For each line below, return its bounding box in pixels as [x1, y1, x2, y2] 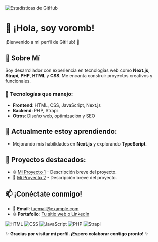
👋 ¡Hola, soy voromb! [5, 23, 95, 34]
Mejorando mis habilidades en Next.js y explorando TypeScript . [12, 140, 147, 147]
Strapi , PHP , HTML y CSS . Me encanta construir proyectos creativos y [5, 72, 153, 78]
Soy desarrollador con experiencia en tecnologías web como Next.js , [5, 67, 150, 73]
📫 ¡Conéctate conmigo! [5, 190, 83, 199]
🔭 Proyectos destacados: [5, 156, 86, 164]
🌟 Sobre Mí [5, 54, 41, 63]
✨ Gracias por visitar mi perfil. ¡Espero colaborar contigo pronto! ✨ [5, 231, 149, 237]
